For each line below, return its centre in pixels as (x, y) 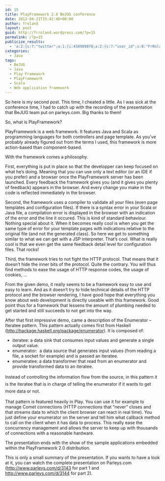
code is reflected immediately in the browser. (51, 193)
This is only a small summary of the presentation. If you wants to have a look (82, 457)
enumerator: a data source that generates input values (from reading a (84, 351)
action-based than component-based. (44, 147)
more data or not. (23, 391)
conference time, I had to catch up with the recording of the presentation (79, 107)
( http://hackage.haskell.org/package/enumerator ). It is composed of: (75, 330)
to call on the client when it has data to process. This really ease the (74, 422)
